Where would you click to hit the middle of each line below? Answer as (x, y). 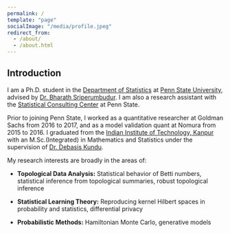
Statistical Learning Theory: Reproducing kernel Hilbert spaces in (111, 201)
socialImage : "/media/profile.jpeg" (59, 26)
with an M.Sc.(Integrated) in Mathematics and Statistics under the (100, 140)
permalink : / (26, 13)
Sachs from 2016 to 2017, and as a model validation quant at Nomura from (112, 125)
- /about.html (33, 45)
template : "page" (32, 20)
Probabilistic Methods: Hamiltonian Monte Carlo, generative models (114, 222)
